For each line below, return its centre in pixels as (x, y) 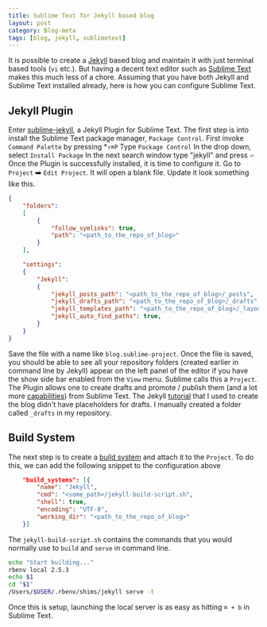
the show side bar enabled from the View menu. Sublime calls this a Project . (133, 379)
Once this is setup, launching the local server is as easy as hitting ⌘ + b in (129, 607)
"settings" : (42, 265)
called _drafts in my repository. (60, 412)
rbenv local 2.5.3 (39, 570)
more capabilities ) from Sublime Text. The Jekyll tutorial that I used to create (133, 396)
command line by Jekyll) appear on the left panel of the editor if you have (128, 370)
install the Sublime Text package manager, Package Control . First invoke (126, 138)
